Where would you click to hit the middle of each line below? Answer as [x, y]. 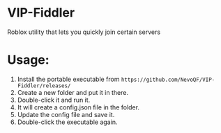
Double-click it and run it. [54, 100]
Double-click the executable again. [67, 122]
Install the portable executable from [68, 79]
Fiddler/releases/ [44, 86]
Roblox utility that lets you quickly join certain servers [84, 32]
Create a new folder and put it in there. [73, 92]
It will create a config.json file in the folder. [78, 107]
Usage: [29, 60]
